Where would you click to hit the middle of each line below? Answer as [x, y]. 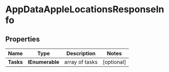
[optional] [114, 62]
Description [81, 53]
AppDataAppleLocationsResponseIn [85, 9]
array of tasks [81, 62]
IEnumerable [44, 62]
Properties [23, 39]
